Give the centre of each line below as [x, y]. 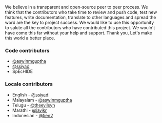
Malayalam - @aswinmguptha [42, 100]
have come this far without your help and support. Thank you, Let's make [79, 33]
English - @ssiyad [30, 95]
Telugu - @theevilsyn [33, 105]
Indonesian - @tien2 [32, 115]
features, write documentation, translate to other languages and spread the [81, 17]
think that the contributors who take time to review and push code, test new [81, 12]
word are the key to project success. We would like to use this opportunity [80, 22]
